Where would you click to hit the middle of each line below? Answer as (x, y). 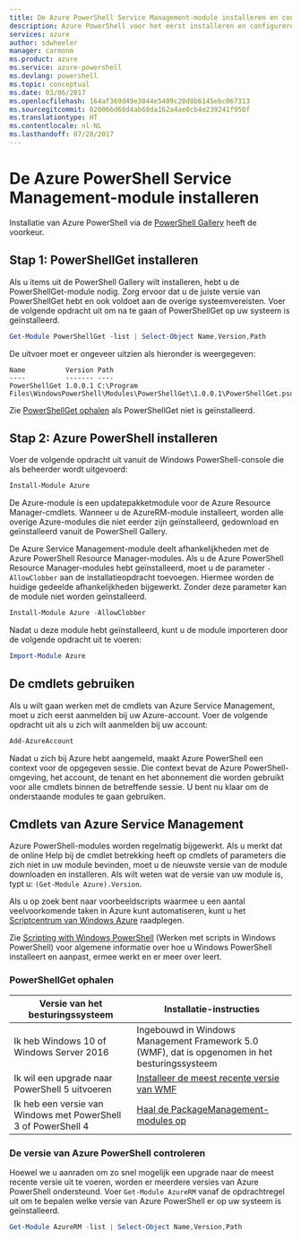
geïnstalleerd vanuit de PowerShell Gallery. (89, 532)
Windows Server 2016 (61, 1052)
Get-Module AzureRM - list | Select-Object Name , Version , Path (126, 1227)
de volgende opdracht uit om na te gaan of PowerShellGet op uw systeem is (150, 310)
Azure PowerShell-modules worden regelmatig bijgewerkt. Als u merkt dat (146, 846)
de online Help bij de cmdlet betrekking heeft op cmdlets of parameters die (148, 855)
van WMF (157, 1088)
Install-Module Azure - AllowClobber (77, 613)
